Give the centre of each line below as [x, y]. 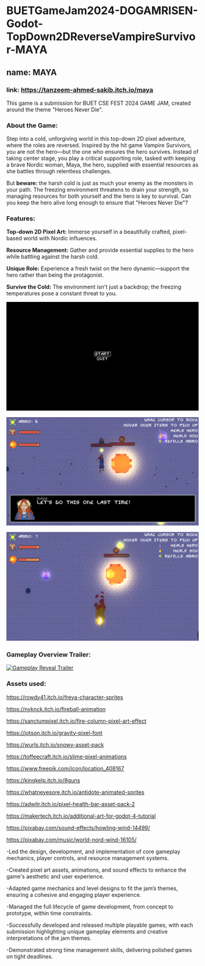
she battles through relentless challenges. [59, 172]
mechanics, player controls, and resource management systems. [88, 858]
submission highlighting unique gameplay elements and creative [87, 931]
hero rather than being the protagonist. [55, 275]
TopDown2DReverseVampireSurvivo [101, 37]
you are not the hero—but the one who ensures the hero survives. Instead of [103, 152]
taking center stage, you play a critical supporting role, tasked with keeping [101, 158]
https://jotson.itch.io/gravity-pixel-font [54, 733]
